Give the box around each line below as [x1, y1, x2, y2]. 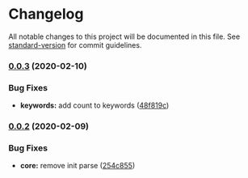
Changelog [8, 5, 84, 23]
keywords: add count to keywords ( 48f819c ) [19, 100, 170, 110]
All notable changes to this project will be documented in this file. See [8, 32, 241, 41]
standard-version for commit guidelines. [8, 40, 142, 49]
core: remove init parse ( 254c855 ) [19, 161, 136, 171]
